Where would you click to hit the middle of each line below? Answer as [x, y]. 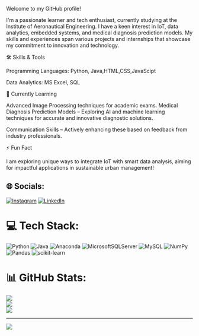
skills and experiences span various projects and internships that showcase [98, 39]
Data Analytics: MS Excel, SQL [43, 82]
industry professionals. [34, 136]
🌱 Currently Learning [32, 94]
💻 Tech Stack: [43, 226]
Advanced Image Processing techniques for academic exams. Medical [92, 105]
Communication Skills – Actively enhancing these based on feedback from [97, 129]
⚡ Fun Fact [19, 148]
